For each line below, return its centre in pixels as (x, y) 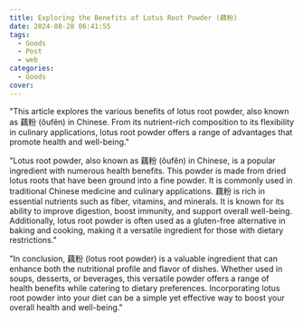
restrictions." (33, 239)
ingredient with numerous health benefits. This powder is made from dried (148, 171)
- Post (30, 52)
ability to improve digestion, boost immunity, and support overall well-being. (151, 210)
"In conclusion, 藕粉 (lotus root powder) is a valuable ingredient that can (144, 259)
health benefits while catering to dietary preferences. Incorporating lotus (145, 288)
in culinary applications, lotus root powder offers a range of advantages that (151, 132)
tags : (19, 34)
